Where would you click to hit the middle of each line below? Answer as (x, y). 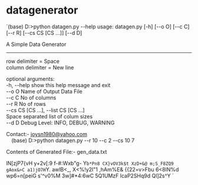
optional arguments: (30, 79)
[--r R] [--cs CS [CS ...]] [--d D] (44, 32)
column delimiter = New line (40, 67)
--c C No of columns (31, 97)
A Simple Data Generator (36, 44)
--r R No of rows (26, 104)
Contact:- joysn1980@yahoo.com (47, 134)
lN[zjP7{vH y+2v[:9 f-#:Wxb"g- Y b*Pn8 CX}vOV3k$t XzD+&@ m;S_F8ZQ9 (90, 163)
